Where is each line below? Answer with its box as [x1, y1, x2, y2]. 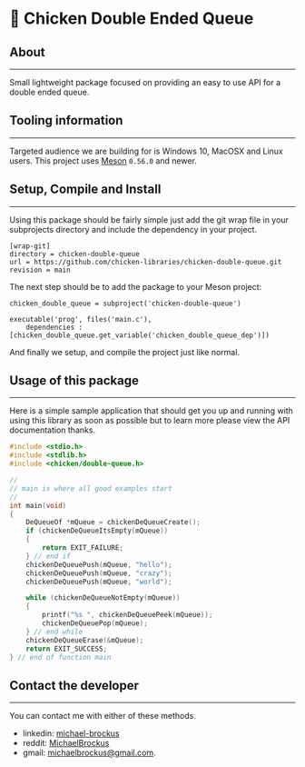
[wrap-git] [9, 241, 51, 251]
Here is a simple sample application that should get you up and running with [9, 405, 293, 416]
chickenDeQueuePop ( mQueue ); [42, 619, 148, 628]
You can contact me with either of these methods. [9, 711, 197, 722]
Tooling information [9, 113, 123, 128]
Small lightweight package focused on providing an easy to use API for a [9, 77, 281, 87]
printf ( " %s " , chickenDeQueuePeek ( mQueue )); [42, 611, 213, 620]
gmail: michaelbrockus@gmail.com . [22, 747, 156, 758]
